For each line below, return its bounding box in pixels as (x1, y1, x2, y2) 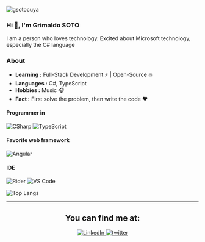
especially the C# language (6, 41, 75, 49)
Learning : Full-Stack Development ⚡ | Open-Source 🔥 (15, 71, 153, 78)
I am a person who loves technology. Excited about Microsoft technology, (6, 35, 191, 42)
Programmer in (6, 109, 45, 116)
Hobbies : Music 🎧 (15, 86, 65, 94)
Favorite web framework (6, 137, 70, 144)
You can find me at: (65, 213, 140, 223)
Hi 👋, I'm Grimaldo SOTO (6, 21, 80, 29)
